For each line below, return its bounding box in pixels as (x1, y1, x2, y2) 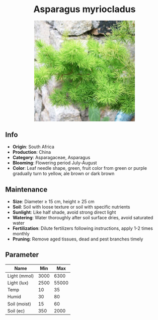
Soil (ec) (7, 307, 25, 313)
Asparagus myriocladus (33, 4, 136, 15)
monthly (12, 231, 30, 237)
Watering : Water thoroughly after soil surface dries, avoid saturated (12, 215, 153, 221)
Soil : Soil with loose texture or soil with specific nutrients (12, 204, 130, 210)
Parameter (5, 250, 39, 259)
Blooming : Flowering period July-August (12, 160, 97, 166)
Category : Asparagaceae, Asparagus (12, 155, 91, 161)
